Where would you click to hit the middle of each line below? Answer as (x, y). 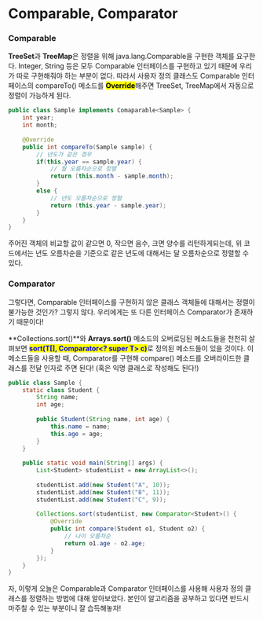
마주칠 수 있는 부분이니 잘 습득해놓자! (65, 608)
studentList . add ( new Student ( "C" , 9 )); (102, 500)
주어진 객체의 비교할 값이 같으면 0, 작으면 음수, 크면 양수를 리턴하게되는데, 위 (125, 244)
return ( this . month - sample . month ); (112, 176)
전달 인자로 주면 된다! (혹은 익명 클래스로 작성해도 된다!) (114, 368)
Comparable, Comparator (93, 14)
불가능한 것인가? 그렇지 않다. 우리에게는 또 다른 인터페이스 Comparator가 (121, 312)
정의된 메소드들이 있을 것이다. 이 (204, 348)
